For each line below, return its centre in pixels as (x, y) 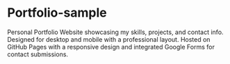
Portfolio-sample (57, 13)
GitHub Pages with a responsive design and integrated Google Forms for (111, 47)
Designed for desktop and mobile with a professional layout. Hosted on (109, 39)
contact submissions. (38, 54)
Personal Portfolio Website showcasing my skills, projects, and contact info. (115, 32)
